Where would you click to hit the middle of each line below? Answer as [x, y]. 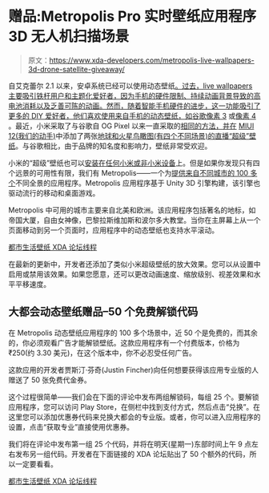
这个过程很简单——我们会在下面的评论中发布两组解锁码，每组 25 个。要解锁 [134, 397]
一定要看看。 [36, 464]
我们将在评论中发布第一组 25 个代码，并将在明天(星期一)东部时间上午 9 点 [130, 444]
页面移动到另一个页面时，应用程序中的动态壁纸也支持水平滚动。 [113, 230]
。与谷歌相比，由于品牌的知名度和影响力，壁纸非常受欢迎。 [114, 146]
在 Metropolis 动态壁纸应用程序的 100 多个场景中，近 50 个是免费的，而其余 [133, 333]
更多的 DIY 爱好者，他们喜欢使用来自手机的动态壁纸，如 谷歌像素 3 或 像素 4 [132, 115]
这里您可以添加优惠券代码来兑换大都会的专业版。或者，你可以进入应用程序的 [134, 417]
